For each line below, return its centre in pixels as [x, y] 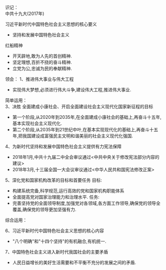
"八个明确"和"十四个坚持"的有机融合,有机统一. [59, 241]
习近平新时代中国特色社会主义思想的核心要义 [51, 24]
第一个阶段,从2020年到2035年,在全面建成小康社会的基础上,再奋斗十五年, [87, 117]
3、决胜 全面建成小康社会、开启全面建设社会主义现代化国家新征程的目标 [79, 107]
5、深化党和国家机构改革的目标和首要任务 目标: [54, 180]
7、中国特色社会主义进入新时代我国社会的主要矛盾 [57, 252]
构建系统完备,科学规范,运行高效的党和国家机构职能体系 [68, 191]
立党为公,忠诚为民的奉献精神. [42, 68]
